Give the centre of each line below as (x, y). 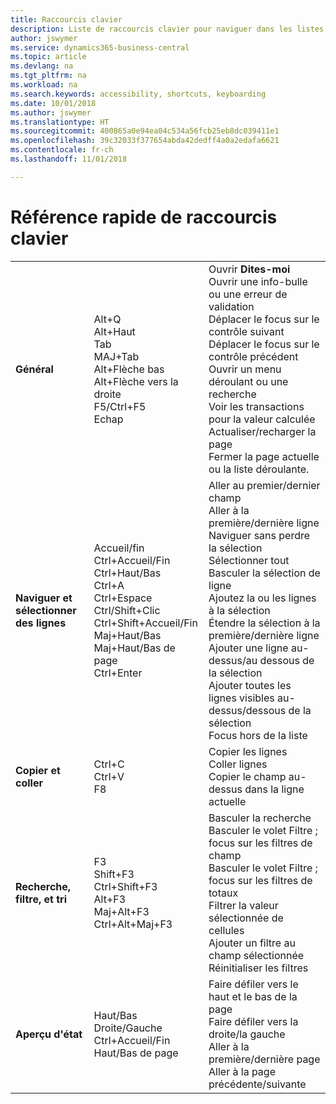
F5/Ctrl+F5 (120, 406)
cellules (226, 930)
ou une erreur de (248, 294)
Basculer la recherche (260, 818)
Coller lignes (238, 764)
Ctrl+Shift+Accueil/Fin (145, 623)
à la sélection (239, 610)
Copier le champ (247, 776)
